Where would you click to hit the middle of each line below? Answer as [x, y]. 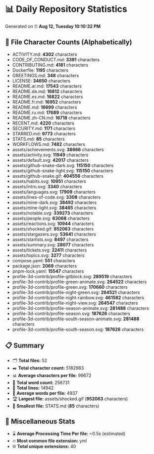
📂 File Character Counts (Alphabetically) [69, 42]
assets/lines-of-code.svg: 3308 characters [56, 197]
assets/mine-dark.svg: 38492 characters [54, 202]
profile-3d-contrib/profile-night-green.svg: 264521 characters [76, 292]
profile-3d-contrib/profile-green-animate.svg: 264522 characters [79, 282]
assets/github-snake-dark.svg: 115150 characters [63, 165]
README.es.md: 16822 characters [48, 97]
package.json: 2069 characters [45, 266]
